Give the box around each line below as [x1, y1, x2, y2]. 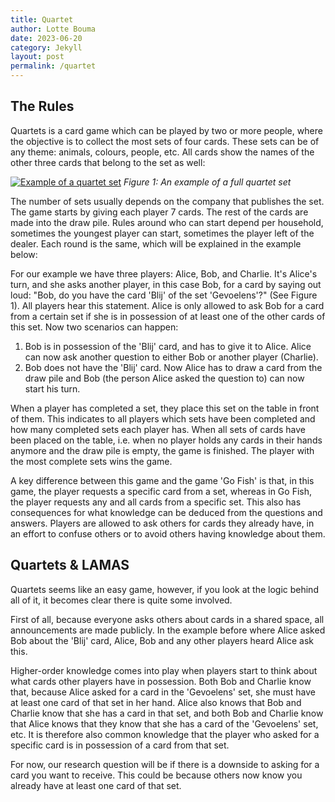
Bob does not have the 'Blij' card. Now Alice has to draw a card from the [24, 361, 323, 373]
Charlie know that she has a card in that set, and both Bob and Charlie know [10, 707, 324, 719]
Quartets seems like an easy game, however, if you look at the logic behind [10, 583, 319, 595]
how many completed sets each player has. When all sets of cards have [10, 423, 306, 435]
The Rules [10, 98, 75, 115]
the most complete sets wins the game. [10, 455, 173, 467]
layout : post [10, 52, 65, 62]
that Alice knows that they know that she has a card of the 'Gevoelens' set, [10, 717, 319, 730]
